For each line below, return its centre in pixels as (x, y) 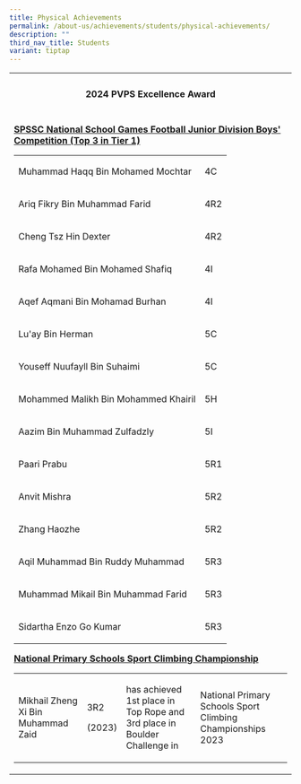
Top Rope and (155, 711)
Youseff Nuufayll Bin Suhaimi (79, 366)
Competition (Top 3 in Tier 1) (77, 140)
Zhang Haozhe (49, 528)
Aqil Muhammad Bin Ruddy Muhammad (102, 562)
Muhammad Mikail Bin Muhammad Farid (103, 594)
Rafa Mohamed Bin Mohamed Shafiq (95, 268)
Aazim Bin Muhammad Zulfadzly (86, 431)
